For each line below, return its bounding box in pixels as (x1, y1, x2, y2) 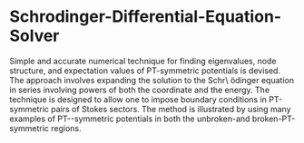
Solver (9, 25, 60, 46)
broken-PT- (251, 113, 296, 124)
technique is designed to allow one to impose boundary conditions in (9, 93, 268, 105)
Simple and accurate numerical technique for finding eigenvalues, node (9, 55, 277, 66)
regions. (51, 122, 82, 133)
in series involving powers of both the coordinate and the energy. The (9, 84, 270, 95)
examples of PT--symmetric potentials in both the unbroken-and (9, 113, 250, 124)
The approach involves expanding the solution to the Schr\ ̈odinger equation (9, 74, 295, 85)
